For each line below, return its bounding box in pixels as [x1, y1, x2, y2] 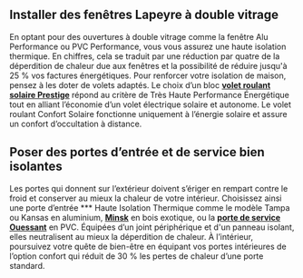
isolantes [9, 159, 64, 174]
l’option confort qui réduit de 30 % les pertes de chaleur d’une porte [9, 250, 264, 262]
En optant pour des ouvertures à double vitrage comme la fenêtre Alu [9, 31, 269, 42]
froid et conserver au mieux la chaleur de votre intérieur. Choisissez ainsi [9, 193, 283, 204]
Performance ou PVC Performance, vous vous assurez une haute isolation [9, 41, 287, 52]
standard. [9, 260, 45, 271]
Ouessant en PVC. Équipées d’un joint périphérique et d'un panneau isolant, [9, 222, 295, 233]
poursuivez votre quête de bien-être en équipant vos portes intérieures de [9, 241, 288, 252]
